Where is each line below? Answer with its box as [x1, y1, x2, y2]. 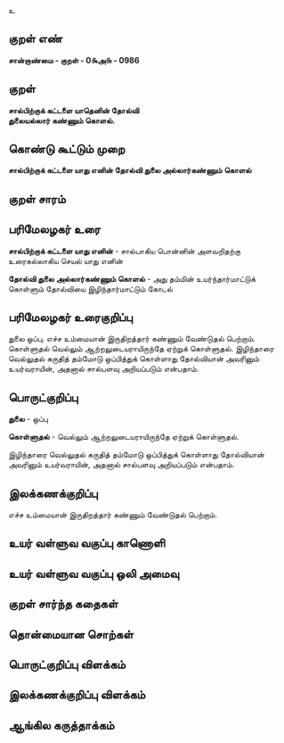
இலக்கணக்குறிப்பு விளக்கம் [8, 688, 146, 703]
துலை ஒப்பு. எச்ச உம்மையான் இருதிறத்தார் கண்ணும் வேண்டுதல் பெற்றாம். [8, 334, 256, 344]
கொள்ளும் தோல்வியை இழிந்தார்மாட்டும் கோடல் [8, 283, 174, 294]
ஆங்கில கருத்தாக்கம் [8, 717, 115, 732]
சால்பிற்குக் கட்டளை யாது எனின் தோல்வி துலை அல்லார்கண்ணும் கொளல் [8, 165, 252, 176]
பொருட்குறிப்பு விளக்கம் [8, 657, 126, 673]
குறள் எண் [8, 31, 63, 46]
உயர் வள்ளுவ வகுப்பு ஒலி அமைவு [8, 566, 180, 581]
